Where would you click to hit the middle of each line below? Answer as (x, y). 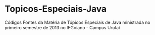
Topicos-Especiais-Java (56, 9)
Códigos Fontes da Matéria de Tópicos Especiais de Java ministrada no (77, 22)
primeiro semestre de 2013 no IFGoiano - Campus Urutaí (62, 27)
